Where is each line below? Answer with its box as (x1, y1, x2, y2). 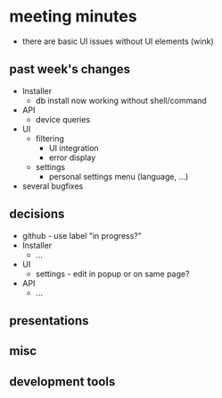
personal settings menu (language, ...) (48, 171, 189, 182)
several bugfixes (21, 181, 84, 191)
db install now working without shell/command (35, 95, 207, 106)
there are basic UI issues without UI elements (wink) (21, 36, 214, 47)
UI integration (48, 142, 100, 153)
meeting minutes (9, 6, 137, 27)
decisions (9, 207, 65, 222)
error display (48, 152, 96, 163)
